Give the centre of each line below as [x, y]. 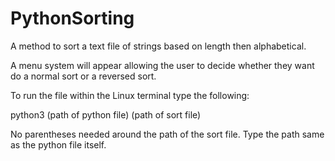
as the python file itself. [58, 144]
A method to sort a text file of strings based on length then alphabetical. [158, 46]
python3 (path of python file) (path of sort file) [106, 114]
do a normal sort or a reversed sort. [83, 76]
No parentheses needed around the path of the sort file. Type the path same [167, 134]
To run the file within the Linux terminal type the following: [130, 95]
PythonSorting [72, 18]
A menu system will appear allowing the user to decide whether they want [162, 65]
